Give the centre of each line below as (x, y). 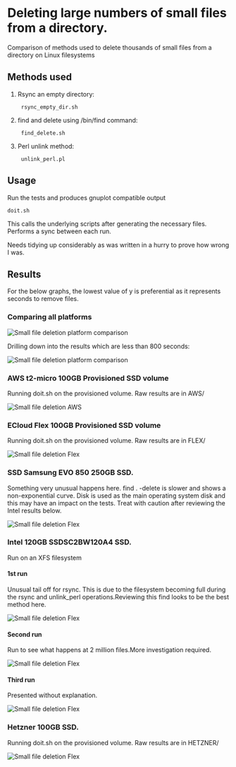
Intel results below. (35, 510)
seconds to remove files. (43, 299)
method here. (27, 605)
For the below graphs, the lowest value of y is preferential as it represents (114, 291)
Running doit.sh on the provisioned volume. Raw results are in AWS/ (106, 393)
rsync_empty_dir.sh (49, 107)
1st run (18, 574)
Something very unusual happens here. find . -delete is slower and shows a (117, 488)
